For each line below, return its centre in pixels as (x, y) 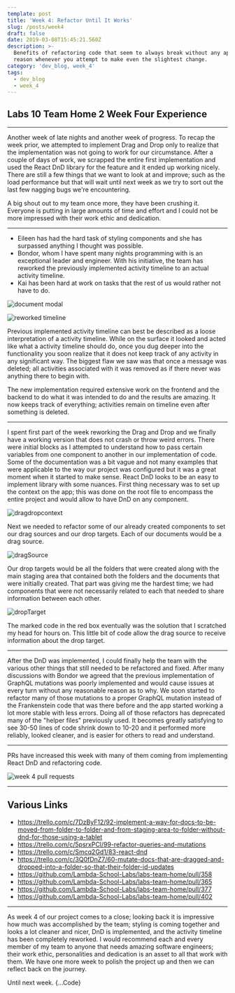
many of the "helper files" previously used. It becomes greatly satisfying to (115, 721)
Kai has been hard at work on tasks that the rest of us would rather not (119, 283)
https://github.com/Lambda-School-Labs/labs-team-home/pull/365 (115, 881)
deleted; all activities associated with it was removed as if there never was (114, 368)
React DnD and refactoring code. (55, 763)
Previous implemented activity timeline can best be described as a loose (112, 331)
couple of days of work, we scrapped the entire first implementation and (112, 160)
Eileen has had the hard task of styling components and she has (110, 239)
